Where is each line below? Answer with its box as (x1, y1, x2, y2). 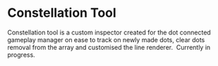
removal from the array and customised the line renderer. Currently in (7, 43, 211, 51)
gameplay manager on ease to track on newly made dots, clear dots (7, 35, 205, 44)
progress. (7, 51, 35, 59)
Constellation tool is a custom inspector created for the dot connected (7, 28, 212, 37)
